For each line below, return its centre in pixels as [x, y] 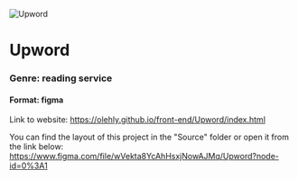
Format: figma [37, 100]
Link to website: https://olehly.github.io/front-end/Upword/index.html [138, 120]
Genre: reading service [61, 78]
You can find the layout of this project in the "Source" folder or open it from [149, 137]
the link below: [37, 147]
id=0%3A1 [28, 166]
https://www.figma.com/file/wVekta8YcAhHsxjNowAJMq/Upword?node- [144, 157]
